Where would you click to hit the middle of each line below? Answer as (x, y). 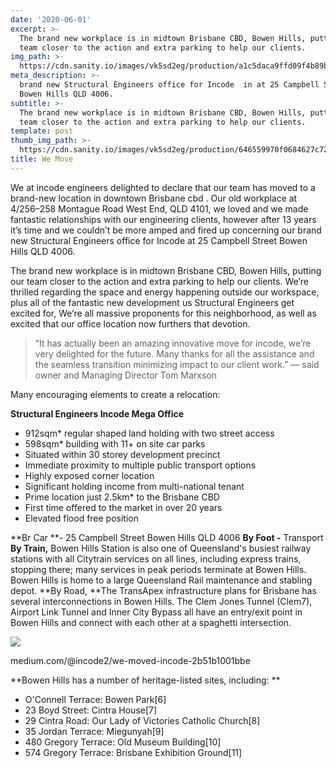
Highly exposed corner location (89, 475)
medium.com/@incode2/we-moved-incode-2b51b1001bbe (130, 660)
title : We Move (42, 159)
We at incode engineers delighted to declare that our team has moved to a (163, 187)
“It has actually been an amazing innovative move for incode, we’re (173, 343)
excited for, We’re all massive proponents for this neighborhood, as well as (163, 313)
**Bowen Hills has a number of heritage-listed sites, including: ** (145, 680)
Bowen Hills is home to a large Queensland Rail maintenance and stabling (161, 580)
